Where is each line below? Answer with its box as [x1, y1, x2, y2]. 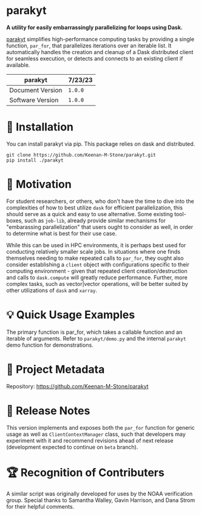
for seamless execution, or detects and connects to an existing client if [6, 55, 183, 62]
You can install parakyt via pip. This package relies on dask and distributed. [6, 140, 196, 148]
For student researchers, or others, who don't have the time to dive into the [6, 197, 194, 205]
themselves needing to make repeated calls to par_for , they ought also [6, 254, 184, 262]
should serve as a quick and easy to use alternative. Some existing [6, 210, 173, 217]
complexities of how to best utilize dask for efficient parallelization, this [6, 204, 183, 211]
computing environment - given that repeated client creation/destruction [6, 267, 188, 274]
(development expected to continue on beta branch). [6, 443, 138, 450]
